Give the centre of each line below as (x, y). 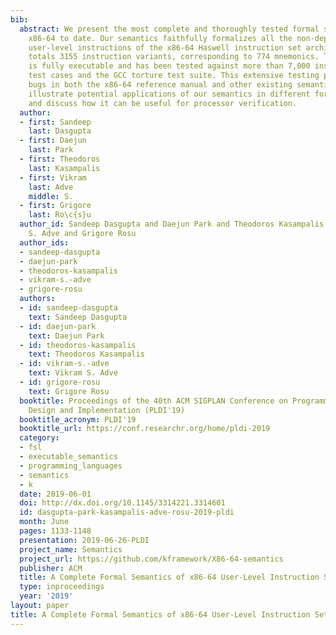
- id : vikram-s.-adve (64, 364)
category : (39, 438)
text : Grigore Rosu (69, 391)
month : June (44, 522)
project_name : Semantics (71, 549)
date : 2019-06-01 (55, 494)
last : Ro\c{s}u (60, 215)
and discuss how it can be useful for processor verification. (163, 103)
